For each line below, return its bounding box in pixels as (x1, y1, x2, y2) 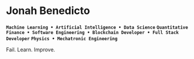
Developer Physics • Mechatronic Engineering (6, 36, 118, 41)
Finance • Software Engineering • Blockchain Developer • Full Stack (6, 29, 179, 36)
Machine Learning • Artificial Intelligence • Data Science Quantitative (6, 25, 188, 30)
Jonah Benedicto (6, 4, 91, 18)
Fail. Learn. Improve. (6, 46, 56, 53)
